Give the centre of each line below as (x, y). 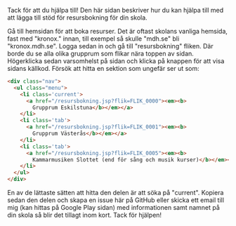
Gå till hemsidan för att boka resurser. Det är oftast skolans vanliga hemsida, (118, 31)
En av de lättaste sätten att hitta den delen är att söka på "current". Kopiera (116, 193)
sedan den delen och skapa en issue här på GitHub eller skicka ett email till (116, 200)
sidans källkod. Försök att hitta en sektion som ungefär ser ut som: (104, 68)
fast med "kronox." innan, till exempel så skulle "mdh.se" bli (93, 39)
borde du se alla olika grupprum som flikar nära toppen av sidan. (101, 53)
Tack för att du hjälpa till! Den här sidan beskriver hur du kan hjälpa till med (115, 10)
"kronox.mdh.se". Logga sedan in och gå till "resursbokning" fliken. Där (110, 46)
